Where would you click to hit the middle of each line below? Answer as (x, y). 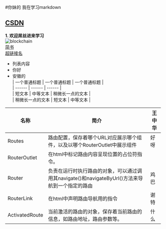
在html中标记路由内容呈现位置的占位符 (92, 154)
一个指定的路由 (75, 186)
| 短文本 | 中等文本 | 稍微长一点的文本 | (51, 93)
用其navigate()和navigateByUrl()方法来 (93, 178)
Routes (16, 141)
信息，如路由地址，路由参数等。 (85, 219)
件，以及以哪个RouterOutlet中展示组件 (92, 145)
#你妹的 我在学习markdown (33, 7)
